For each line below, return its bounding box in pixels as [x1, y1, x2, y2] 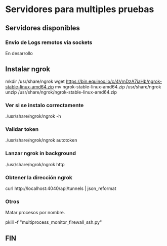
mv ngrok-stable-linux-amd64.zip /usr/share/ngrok [55, 83, 161, 89]
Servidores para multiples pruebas [5, 4, 154, 15]
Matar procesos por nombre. [5, 210, 65, 216]
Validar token [5, 125, 39, 132]
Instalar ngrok [5, 65, 51, 74]
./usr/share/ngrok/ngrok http [5, 161, 65, 167]
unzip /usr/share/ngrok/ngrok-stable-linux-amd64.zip [5, 89, 117, 95]
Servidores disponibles [5, 24, 80, 32]
